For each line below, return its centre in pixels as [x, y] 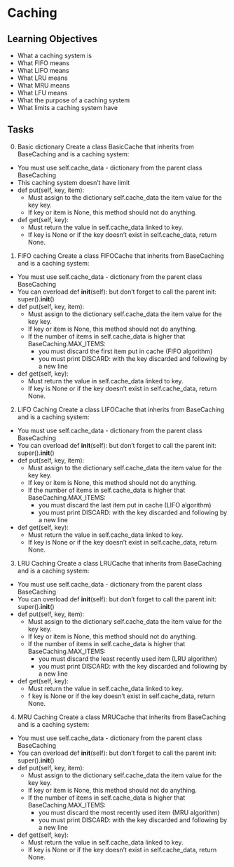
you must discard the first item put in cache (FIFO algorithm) [125, 351]
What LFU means [42, 93]
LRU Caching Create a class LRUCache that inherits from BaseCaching [119, 563]
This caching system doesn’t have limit [74, 182]
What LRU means [42, 78]
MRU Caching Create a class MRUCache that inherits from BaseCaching [122, 717]
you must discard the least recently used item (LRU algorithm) [128, 658]
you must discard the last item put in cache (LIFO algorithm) [125, 505]
